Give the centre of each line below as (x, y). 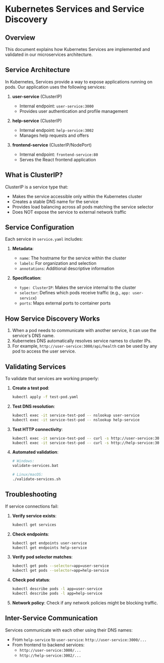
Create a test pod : (31, 388)
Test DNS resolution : (34, 406)
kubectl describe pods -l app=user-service (57, 589)
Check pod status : (31, 580)
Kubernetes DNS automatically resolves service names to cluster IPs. (82, 341)
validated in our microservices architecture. (49, 54)
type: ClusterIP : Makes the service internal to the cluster (78, 287)
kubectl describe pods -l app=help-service (57, 593)
